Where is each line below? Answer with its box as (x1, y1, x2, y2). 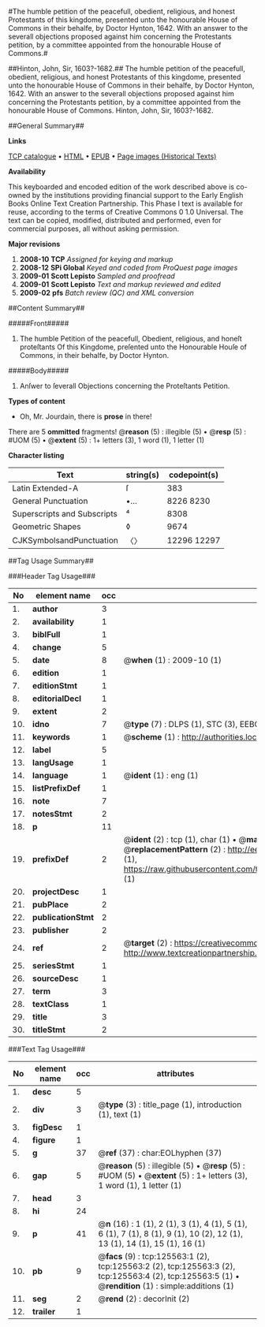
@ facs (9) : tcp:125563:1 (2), (98, 1251, 211, 1262)
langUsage (32, 757, 74, 768)
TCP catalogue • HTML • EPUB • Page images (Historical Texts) (8, 151, 217, 161)
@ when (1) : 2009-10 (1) (123, 654, 222, 665)
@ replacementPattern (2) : (123, 844, 226, 855)
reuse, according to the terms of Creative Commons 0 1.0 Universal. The (8, 207, 244, 216)
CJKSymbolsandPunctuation (12, 535, 118, 546)
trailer (32, 1306, 56, 1317)
